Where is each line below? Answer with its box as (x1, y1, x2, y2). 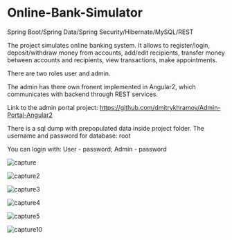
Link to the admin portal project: (7, 103, 98, 111)
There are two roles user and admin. (7, 69, 111, 77)
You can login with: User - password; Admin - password (7, 145, 168, 153)
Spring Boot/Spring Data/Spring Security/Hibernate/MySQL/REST (7, 28, 194, 36)
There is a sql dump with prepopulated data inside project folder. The (7, 124, 204, 132)
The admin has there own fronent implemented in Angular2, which (7, 82, 196, 91)
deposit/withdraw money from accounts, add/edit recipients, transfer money (7, 48, 225, 57)
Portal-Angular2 (7, 111, 53, 119)
